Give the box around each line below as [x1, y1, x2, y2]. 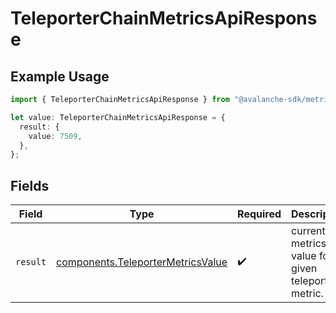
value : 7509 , [28, 131, 83, 141]
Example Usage [10, 68, 110, 85]
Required [237, 207, 282, 221]
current [291, 224, 326, 238]
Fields [10, 177, 50, 194]
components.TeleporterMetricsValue [56, 255, 228, 269]
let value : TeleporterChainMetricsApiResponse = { [10, 112, 226, 122]
